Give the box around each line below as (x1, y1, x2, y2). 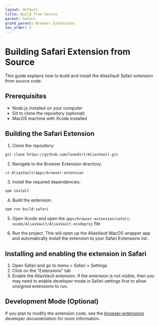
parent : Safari (5, 16, 36, 21)
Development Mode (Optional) (5, 297, 99, 306)
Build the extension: (12, 197, 52, 203)
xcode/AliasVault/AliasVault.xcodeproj (12, 222, 93, 227)
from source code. (5, 78, 42, 84)
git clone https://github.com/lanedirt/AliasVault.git (5, 152, 119, 157)
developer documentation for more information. (5, 315, 101, 321)
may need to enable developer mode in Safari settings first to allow (12, 278, 147, 284)
